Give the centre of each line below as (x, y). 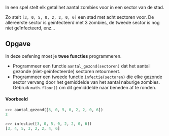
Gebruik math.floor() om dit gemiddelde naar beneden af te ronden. (84, 87)
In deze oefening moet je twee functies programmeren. (63, 56)
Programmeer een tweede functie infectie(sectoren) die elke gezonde (87, 77)
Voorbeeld (16, 99)
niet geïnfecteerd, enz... (30, 28)
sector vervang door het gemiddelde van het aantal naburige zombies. (86, 82)
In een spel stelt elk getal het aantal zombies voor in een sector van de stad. (85, 7)
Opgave (18, 44)
